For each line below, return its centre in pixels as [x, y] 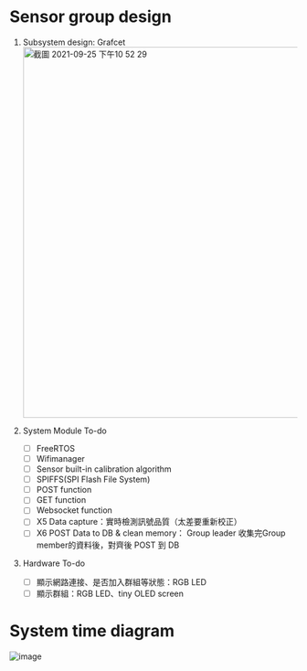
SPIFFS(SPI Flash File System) [93, 479]
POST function [64, 490]
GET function [61, 500]
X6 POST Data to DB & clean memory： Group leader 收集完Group [161, 533]
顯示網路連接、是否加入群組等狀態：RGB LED [122, 581]
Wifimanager [60, 458]
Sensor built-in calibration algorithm [104, 469]
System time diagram [92, 630]
